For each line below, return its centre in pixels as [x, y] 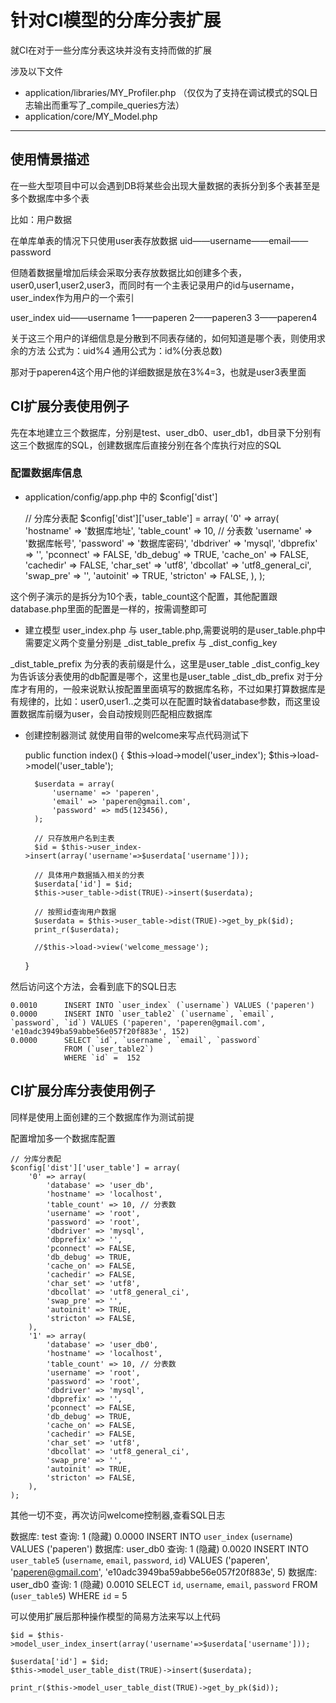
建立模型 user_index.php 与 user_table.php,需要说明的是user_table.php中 [175, 630]
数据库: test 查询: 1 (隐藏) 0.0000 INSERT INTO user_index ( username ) [151, 1536]
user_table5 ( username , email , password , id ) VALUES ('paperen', [140, 1560]
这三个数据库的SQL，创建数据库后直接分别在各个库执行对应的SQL [146, 445]
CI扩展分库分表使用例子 [83, 1091]
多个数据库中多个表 [50, 198]
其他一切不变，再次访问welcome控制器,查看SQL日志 [118, 1515]
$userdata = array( [74, 784]
